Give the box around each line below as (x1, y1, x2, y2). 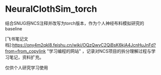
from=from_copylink (5, 48, 46, 54)
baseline (5, 25, 23, 31)
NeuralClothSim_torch (5, 3, 97, 15)
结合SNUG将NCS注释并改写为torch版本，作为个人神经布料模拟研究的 (5, 20, 144, 26)
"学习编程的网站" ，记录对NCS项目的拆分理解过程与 (46, 48, 152, 54)
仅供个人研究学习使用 (5, 65, 48, 71)
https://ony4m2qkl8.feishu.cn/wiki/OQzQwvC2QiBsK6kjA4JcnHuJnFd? (12, 42, 156, 48)
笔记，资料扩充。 (9, 54, 44, 60)
